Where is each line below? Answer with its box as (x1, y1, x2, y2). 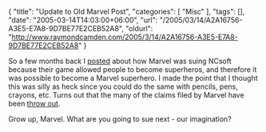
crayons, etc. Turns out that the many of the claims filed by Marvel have (8, 90, 245, 99)
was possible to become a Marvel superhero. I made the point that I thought (8, 74, 258, 82)
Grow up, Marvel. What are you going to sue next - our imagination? (8, 114, 232, 123)
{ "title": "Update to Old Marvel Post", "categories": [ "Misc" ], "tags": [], (8, 7, 245, 16)
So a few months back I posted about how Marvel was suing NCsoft (8, 56, 232, 66)
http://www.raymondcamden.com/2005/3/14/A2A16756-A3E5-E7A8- (11, 32, 238, 42)
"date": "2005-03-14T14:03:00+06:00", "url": (8, 15, 158, 25)
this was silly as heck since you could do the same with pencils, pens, (8, 82, 238, 91)
